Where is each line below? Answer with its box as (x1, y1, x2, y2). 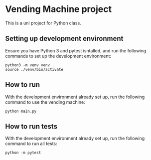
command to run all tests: (5, 141, 57, 147)
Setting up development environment (5, 34, 124, 43)
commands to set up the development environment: (5, 53, 111, 59)
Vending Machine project (5, 3, 112, 15)
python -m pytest (5, 151, 41, 156)
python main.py (5, 109, 37, 114)
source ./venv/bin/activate (5, 67, 64, 72)
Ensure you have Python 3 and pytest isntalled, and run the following (5, 47, 147, 53)
